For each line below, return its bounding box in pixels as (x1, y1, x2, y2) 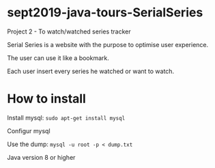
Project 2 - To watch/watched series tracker (7, 27, 131, 36)
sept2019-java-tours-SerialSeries (7, 5, 203, 20)
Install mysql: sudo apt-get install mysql (7, 113, 126, 122)
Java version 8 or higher (7, 153, 76, 161)
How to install (7, 91, 87, 107)
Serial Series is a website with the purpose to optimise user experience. (7, 40, 209, 48)
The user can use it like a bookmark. (7, 53, 109, 62)
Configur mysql (7, 126, 51, 135)
